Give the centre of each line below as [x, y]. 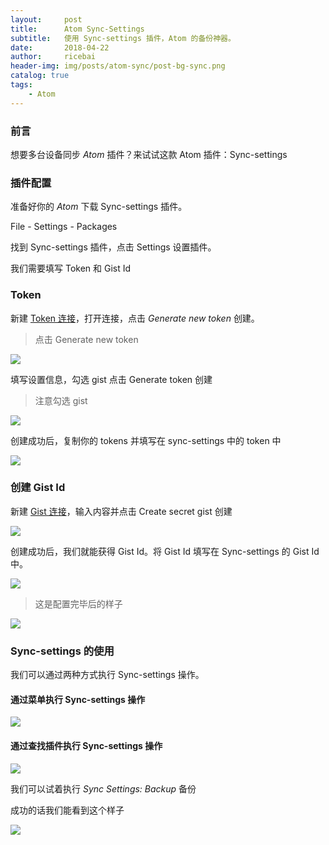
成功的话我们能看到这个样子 [67, 810]
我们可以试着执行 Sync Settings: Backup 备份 [103, 788]
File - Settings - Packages [64, 227]
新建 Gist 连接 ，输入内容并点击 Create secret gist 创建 [121, 511]
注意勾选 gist [61, 400]
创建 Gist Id [38, 488]
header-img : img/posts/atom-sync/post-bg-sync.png [118, 66]
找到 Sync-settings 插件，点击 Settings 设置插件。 [113, 247]
